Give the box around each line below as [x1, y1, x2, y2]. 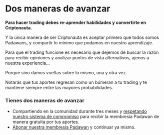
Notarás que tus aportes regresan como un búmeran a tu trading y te [5, 79, 147, 85]
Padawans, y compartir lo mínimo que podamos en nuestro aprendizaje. [5, 39, 153, 45]
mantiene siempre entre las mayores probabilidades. [5, 84, 113, 90]
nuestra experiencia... [5, 60, 50, 66]
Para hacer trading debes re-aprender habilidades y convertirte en [5, 19, 146, 25]
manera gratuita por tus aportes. [12, 119, 79, 125]
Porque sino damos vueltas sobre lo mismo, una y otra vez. [5, 69, 127, 75]
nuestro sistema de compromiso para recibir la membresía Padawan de [12, 114, 159, 120]
